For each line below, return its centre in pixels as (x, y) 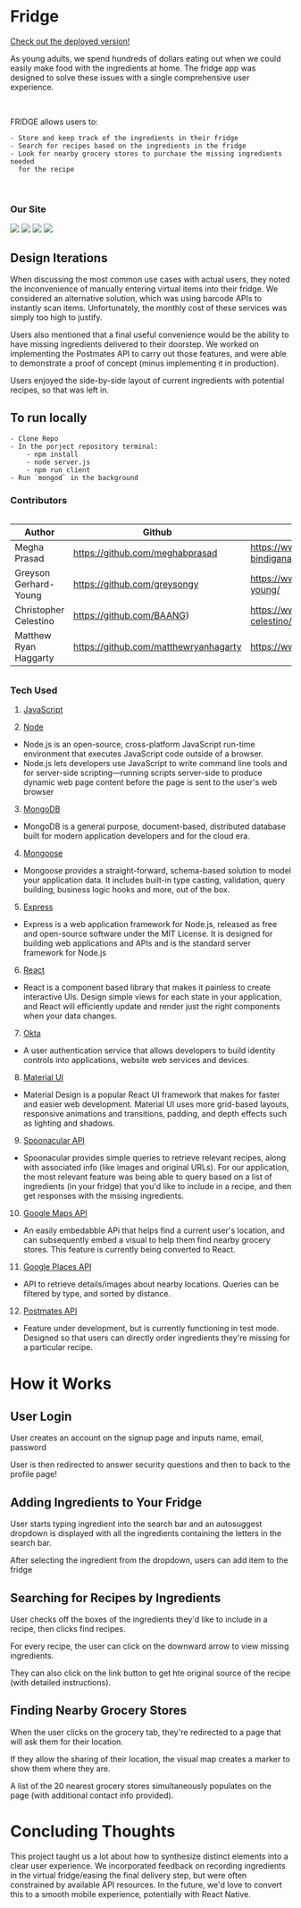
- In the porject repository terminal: (84, 446)
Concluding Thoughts (93, 1831)
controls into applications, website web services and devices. (136, 1060)
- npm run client (59, 470)
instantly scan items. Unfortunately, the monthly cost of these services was (149, 308)
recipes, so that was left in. (60, 390)
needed (22, 161)
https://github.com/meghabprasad (145, 553)
